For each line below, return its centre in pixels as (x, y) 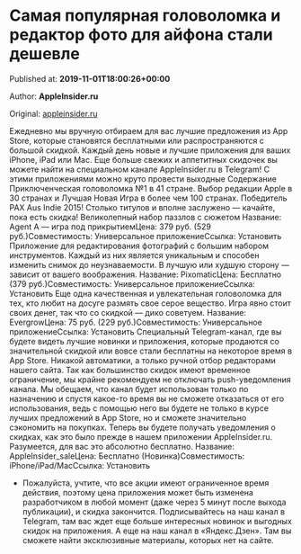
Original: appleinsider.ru (53, 113)
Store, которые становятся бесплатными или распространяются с (137, 140)
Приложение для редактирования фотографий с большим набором (139, 246)
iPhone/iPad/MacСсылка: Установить (80, 465)
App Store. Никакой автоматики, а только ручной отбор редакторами (142, 360)
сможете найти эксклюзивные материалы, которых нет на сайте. (148, 540)
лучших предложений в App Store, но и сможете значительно (128, 417)
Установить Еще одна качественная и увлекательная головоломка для (146, 293)
